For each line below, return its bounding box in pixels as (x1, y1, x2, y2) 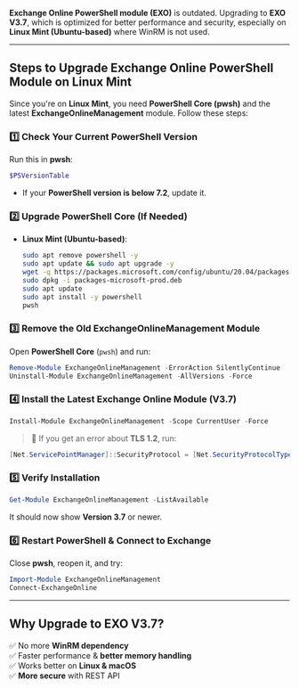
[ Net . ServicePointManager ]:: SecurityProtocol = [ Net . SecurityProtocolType (9, 450, 293, 459)
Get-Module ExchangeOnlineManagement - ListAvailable (9, 495, 209, 504)
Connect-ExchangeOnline (9, 583, 98, 592)
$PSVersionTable (9, 171, 69, 181)
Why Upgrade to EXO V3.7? (9, 617, 165, 632)
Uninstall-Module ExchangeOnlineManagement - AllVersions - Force (9, 372, 253, 381)
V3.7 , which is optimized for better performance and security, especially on (9, 17, 287, 28)
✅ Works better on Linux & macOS (9, 659, 136, 671)
